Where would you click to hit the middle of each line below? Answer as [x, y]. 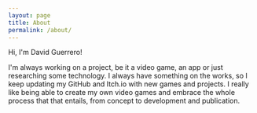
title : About [29, 23]
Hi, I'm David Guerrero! [45, 53]
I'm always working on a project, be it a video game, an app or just [116, 67]
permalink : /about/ [40, 30]
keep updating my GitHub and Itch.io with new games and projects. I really [128, 84]
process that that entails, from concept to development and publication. [124, 101]
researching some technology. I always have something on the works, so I [128, 76]
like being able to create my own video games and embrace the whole [122, 93]
